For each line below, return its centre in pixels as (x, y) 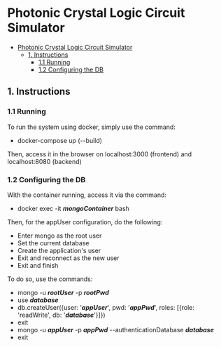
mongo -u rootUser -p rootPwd (63, 292)
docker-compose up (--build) (60, 140)
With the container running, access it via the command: (87, 195)
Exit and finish (38, 265)
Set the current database (53, 243)
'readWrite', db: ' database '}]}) (62, 315)
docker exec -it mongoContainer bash (73, 208)
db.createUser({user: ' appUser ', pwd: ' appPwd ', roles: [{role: (106, 307)
